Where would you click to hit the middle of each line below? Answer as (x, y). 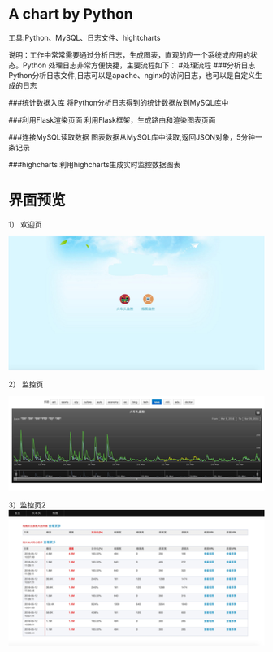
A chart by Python (71, 14)
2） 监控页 (26, 384)
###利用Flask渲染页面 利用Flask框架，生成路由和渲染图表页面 (112, 119)
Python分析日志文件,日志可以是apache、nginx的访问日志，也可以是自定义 (132, 75)
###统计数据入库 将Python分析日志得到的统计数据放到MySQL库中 (119, 102)
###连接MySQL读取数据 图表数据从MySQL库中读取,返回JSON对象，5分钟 (132, 137)
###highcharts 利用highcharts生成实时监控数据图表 (95, 164)
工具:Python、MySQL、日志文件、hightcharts (84, 37)
